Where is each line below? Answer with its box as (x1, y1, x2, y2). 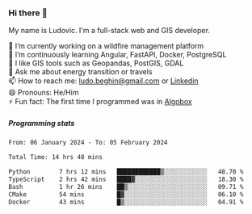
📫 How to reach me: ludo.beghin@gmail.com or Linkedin (8, 76, 199, 86)
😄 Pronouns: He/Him (8, 88, 79, 98)
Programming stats (8, 118, 75, 128)
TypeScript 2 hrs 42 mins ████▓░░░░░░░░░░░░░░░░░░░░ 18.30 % (8, 175, 244, 183)
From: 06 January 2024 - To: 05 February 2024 (8, 139, 168, 147)
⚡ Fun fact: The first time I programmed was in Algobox (8, 97, 192, 107)
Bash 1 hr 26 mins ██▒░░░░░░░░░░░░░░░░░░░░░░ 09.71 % (8, 183, 244, 191)
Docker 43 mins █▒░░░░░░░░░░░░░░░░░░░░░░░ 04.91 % (8, 198, 244, 206)
